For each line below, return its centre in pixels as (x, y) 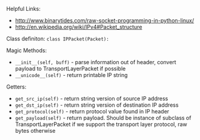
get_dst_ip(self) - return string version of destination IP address (97, 105)
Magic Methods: (27, 50)
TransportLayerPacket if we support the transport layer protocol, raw (101, 124)
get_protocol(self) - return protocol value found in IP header (92, 111)
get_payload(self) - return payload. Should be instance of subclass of (103, 118)
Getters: (16, 87)
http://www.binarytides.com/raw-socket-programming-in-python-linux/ (105, 20)
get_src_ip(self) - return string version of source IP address (92, 98)
